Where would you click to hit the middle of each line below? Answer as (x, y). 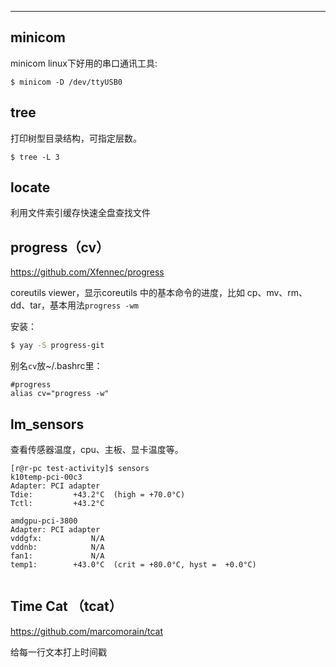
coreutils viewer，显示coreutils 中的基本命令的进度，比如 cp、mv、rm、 (159, 293)
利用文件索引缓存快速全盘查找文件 (80, 213)
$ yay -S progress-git (57, 346)
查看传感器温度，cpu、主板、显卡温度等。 (97, 449)
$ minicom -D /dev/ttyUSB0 (66, 82)
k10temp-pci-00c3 (46, 477)
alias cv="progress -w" (60, 394)
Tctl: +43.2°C (57, 503)
